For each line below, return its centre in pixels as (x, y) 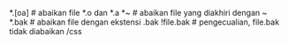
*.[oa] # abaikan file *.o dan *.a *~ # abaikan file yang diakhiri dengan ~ (138, 13)
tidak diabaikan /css (45, 31)
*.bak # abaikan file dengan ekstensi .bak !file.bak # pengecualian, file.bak (144, 22)
